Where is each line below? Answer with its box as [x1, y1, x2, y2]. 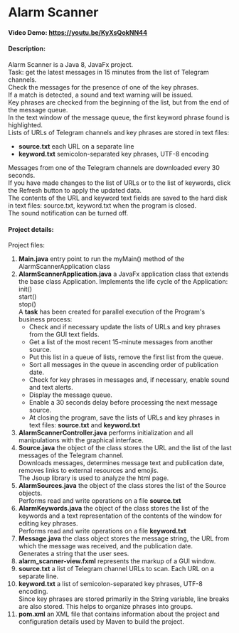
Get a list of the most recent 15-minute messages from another [28, 338, 213, 346]
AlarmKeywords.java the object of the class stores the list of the [18, 504, 209, 513]
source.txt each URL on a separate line [18, 142, 134, 150]
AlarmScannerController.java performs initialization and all [18, 428, 193, 437]
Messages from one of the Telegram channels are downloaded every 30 [8, 163, 220, 171]
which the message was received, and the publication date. [18, 542, 193, 550]
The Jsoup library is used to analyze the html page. [18, 474, 169, 482]
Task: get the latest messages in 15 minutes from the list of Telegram [8, 68, 209, 76]
